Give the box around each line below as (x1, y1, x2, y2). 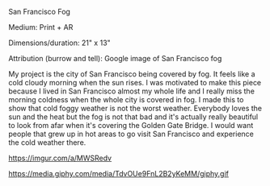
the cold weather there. (8, 138, 86, 147)
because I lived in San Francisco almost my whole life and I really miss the (8, 86, 255, 96)
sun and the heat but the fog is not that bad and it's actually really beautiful (8, 112, 259, 122)
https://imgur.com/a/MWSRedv (8, 153, 112, 163)
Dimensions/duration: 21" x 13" (8, 38, 111, 48)
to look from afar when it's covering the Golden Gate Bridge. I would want (8, 121, 254, 130)
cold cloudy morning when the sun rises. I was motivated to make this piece (8, 78, 262, 87)
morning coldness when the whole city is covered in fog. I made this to (8, 95, 244, 104)
